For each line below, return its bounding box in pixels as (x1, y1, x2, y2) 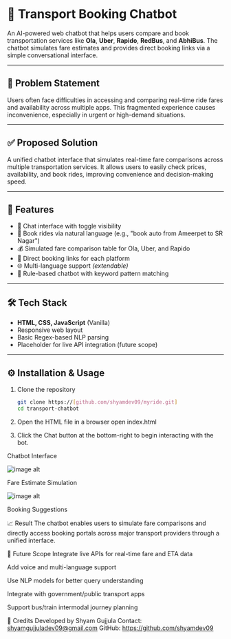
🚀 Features (7, 204, 54, 215)
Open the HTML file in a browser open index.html (16, 417, 157, 426)
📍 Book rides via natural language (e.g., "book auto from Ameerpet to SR (16, 229, 223, 237)
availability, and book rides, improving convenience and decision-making (7, 170, 214, 178)
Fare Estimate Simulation (7, 478, 78, 486)
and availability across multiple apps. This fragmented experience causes (7, 103, 216, 111)
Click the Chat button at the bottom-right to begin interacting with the (16, 431, 214, 439)
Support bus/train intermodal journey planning (7, 603, 138, 611)
